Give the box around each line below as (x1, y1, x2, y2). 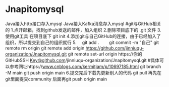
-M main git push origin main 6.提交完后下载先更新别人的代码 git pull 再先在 (5, 69, 162, 75)
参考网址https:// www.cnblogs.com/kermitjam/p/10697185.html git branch (9, 63, 161, 69)
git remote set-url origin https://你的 (68, 51, 142, 57)
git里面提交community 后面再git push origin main (5, 76, 107, 82)
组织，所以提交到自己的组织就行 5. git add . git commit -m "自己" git (5, 39, 159, 45)
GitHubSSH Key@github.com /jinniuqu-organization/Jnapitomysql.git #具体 (5, 57, 160, 63)
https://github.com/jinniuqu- (85, 45, 144, 51)
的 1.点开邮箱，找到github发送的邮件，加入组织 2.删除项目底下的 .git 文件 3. (5, 26, 161, 33)
